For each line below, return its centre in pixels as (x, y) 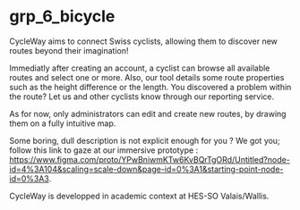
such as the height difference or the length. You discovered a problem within (150, 87)
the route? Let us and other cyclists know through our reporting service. (142, 97)
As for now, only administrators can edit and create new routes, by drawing (148, 113)
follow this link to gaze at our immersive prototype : (104, 150)
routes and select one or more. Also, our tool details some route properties (147, 77)
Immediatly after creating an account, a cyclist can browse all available (140, 68)
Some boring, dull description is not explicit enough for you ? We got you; (145, 140)
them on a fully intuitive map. (63, 123)
